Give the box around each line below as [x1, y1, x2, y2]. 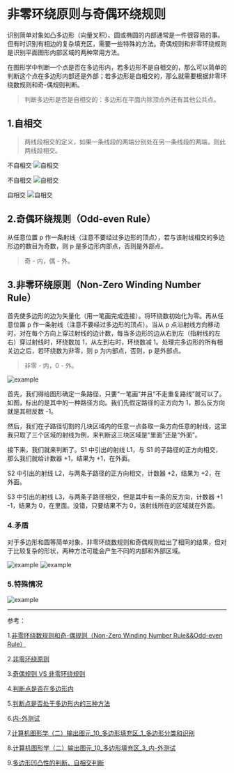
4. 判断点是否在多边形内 [7, 684, 75, 693]
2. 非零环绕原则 [7, 654, 50, 663]
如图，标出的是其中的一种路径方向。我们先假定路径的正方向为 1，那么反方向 [7, 398, 225, 407]
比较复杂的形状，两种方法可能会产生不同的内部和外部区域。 [13, 546, 185, 555]
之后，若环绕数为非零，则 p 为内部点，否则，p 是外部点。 [19, 347, 185, 355]
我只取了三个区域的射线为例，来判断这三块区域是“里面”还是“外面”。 [7, 430, 201, 440]
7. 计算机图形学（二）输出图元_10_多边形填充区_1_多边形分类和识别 [7, 728, 195, 737]
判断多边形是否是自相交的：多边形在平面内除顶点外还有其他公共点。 [24, 95, 220, 103]
